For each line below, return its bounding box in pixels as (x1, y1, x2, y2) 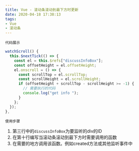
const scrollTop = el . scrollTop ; (18, 72, 88, 77)
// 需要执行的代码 (23, 86, 56, 91)
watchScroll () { (5, 49, 39, 54)
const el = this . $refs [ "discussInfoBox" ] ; (14, 58, 103, 63)
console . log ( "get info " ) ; (23, 90, 79, 95)
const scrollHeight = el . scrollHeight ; (18, 76, 101, 82)
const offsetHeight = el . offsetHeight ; (14, 63, 97, 68)
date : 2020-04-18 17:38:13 (5, 12, 61, 17)
